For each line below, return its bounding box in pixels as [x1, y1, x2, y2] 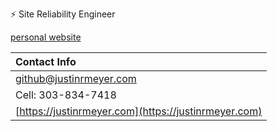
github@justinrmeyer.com [15, 72, 137, 85]
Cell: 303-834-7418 [15, 88, 117, 102]
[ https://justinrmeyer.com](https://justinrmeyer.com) [15, 104, 263, 118]
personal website [10, 31, 82, 43]
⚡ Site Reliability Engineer [10, 8, 116, 20]
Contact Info [15, 55, 77, 68]
